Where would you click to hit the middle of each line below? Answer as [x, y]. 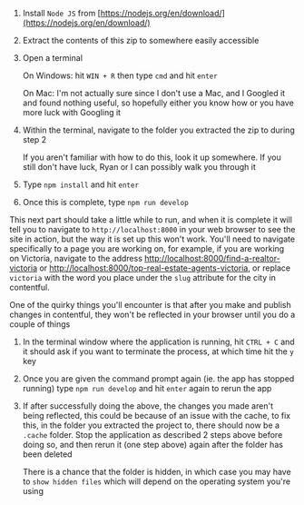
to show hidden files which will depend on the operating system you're [157, 481]
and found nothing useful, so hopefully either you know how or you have [158, 103]
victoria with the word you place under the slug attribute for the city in [143, 277]
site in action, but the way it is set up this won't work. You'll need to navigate [152, 239]
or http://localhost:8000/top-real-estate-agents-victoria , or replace [165, 268]
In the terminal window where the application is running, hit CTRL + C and [158, 342]
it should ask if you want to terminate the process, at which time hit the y [158, 352]
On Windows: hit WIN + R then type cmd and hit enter [120, 75]
